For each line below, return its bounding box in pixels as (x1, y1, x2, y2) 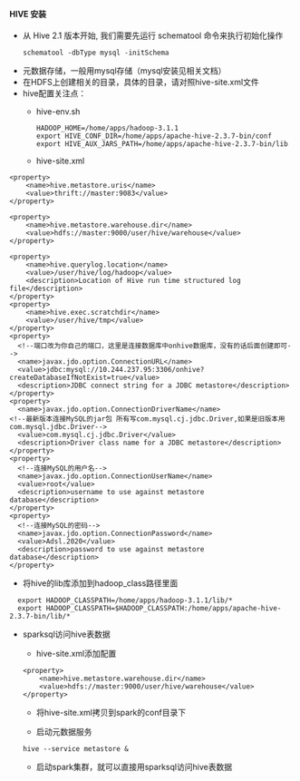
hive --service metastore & (22, 745, 129, 754)
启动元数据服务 (35, 727, 92, 737)
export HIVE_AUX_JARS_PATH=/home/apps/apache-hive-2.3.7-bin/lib (35, 140, 288, 149)
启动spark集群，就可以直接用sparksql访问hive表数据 (35, 762, 233, 773)
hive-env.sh (35, 106, 81, 117)
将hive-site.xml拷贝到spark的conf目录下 (35, 708, 187, 718)
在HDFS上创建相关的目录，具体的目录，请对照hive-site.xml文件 (22, 77, 260, 88)
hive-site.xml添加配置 (35, 649, 117, 659)
